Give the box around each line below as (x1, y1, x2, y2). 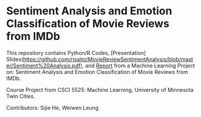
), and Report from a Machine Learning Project (80, 61, 195, 69)
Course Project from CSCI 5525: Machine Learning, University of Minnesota (6, 86, 194, 93)
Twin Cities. (6, 93, 35, 100)
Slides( (6, 56, 23, 63)
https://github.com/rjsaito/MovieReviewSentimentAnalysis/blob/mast (23, 56, 193, 63)
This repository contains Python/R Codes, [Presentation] (6, 49, 146, 56)
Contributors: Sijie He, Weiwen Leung (6, 104, 99, 111)
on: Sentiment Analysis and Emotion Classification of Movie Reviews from (6, 68, 188, 75)
